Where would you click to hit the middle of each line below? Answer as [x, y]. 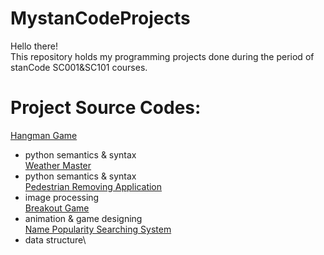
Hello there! [34, 46]
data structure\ [55, 239]
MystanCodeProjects [100, 18]
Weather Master [58, 165]
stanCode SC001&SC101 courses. [79, 67]
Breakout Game [57, 208]
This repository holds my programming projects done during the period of [162, 56]
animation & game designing [83, 218]
